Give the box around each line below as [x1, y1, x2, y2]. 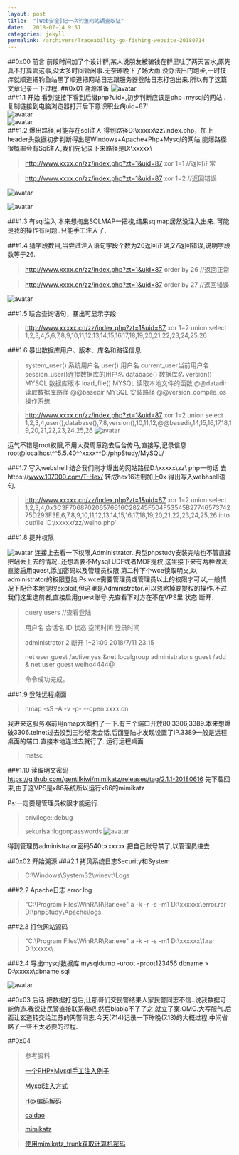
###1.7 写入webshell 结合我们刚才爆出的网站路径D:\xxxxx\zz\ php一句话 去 [7, 464, 227, 472]
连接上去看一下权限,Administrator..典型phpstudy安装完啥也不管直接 [34, 549, 232, 557]
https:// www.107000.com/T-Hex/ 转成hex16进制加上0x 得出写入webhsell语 [7, 472, 225, 482]
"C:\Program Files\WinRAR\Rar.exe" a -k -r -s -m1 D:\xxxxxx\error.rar [24, 900, 226, 909]
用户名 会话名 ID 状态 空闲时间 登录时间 [24, 624, 140, 632]
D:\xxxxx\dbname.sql [7, 967, 70, 976]
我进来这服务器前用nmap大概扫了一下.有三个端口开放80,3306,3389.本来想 [7, 719, 225, 728]
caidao [24, 1111, 46, 1120]
